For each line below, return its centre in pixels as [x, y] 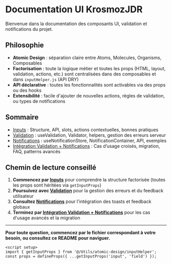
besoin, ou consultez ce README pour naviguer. [58, 238]
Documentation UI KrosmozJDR [74, 9]
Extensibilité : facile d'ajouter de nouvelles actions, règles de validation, [89, 95]
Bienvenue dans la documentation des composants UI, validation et [76, 24]
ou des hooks [27, 90]
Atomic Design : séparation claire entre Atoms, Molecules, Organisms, [87, 57]
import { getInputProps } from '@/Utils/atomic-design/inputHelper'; [81, 252]
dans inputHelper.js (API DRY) [46, 79]
